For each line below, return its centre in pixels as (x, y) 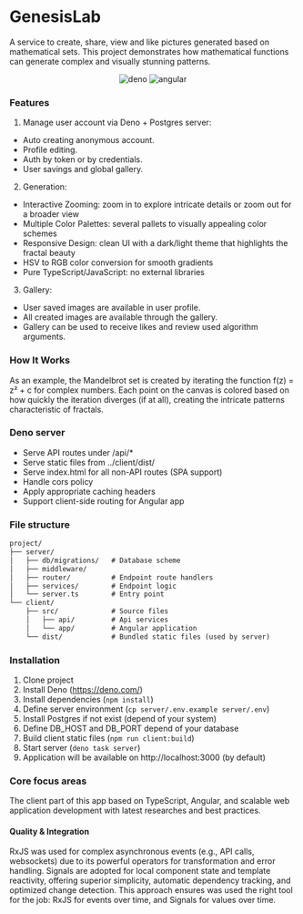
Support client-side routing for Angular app (103, 501)
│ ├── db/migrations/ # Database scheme (95, 560)
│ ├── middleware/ (49, 569)
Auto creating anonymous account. (88, 140)
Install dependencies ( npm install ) (88, 699)
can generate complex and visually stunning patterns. (110, 61)
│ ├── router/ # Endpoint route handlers (111, 577)
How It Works (40, 360)
